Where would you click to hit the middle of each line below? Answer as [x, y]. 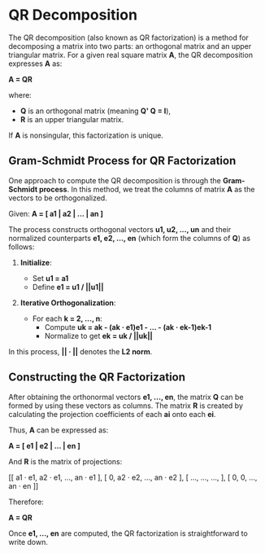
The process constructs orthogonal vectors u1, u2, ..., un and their [120, 229]
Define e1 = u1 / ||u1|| [68, 287]
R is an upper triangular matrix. [72, 119]
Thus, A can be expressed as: [59, 430]
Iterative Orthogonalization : [68, 302]
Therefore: [26, 502]
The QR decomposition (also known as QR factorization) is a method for [129, 37]
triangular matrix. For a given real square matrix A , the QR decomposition [131, 55]
